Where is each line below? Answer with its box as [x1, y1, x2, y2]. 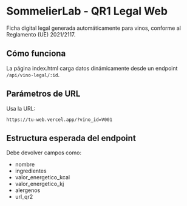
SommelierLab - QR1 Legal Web [6, 4, 168, 18]
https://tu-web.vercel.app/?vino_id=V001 [6, 117, 113, 123]
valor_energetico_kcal [15, 174, 70, 181]
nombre [15, 161, 35, 168]
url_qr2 [15, 193, 33, 201]
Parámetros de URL [6, 89, 81, 99]
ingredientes [15, 167, 47, 174]
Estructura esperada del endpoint [6, 132, 137, 143]
